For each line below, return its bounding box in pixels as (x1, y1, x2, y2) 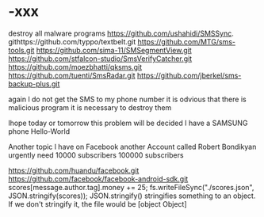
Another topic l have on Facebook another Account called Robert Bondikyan (8, 142, 257, 151)
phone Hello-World (8, 126, 71, 136)
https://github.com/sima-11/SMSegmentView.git (36, 45, 192, 55)
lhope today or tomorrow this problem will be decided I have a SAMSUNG (8, 118, 248, 128)
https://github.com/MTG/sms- (137, 36, 236, 46)
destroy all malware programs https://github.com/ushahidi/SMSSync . (8, 29, 234, 38)
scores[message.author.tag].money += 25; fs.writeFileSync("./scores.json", (8, 182, 254, 192)
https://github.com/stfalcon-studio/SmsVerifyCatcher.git (8, 54, 193, 63)
